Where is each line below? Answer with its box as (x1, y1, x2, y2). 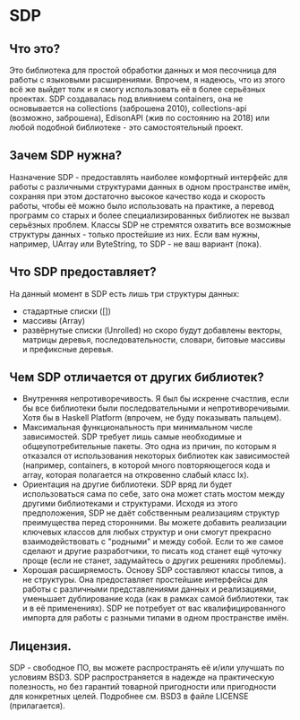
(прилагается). (9, 700, 65, 711)
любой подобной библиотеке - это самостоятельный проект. (9, 122, 244, 133)
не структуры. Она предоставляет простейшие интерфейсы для (21, 575, 269, 586)
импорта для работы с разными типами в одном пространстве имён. (21, 612, 289, 623)
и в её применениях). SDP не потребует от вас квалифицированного (21, 603, 287, 614)
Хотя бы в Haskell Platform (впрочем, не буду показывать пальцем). (21, 412, 282, 423)
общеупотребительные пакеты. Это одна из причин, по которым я (21, 441, 277, 452)
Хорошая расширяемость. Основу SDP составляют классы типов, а (21, 565, 284, 576)
